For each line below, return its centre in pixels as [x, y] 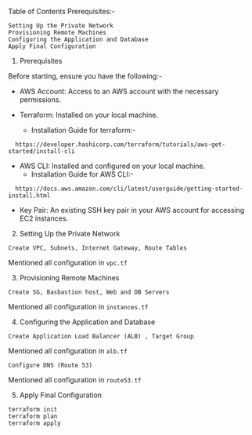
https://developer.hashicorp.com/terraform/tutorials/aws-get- [120, 144]
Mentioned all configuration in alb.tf [68, 351]
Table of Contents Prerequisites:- [61, 11]
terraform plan [33, 416]
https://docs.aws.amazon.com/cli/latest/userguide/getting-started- [129, 188]
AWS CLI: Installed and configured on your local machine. [112, 166]
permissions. [40, 100]
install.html [29, 196]
